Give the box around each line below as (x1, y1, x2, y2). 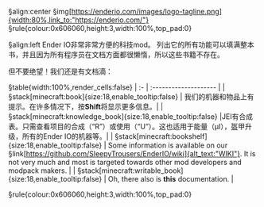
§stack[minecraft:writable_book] (76, 166, 184, 175)
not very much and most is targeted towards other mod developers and (8, 158, 242, 167)
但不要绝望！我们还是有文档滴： (8, 67, 113, 76)
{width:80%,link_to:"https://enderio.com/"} (8, 15, 149, 25)
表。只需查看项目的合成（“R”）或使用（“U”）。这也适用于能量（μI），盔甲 (8, 122, 246, 131)
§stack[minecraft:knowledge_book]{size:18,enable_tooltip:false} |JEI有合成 (8, 112, 253, 121)
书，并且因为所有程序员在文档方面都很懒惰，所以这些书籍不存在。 (8, 50, 224, 59)
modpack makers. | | (8, 166, 76, 175)
